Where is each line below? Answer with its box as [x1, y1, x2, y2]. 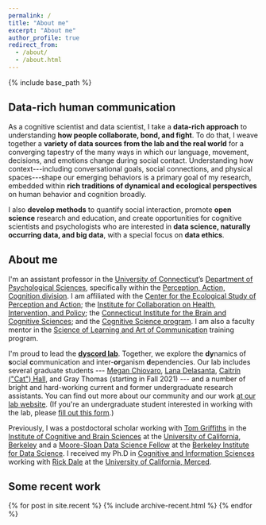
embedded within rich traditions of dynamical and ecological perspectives [8, 180, 257, 191]
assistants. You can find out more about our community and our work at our [8, 391, 256, 400]
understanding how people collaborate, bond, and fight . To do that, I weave [8, 130, 259, 140]
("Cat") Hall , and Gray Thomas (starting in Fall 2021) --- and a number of [8, 374, 246, 384]
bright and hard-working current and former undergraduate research [8, 382, 233, 392]
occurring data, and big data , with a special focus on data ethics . [8, 230, 225, 239]
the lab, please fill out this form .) [8, 407, 114, 417]
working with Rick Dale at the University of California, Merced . [8, 457, 212, 466]
